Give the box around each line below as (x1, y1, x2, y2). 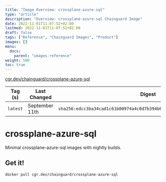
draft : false (5, 30, 32, 35)
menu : (5, 44, 16, 49)
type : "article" (5, 12, 39, 17)
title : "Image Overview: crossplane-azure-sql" (5, 7, 105, 12)
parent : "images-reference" (14, 53, 72, 58)
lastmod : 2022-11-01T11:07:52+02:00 (5, 26, 81, 31)
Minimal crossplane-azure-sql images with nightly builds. (5, 144, 122, 151)
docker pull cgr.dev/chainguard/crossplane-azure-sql (5, 172, 119, 177)
